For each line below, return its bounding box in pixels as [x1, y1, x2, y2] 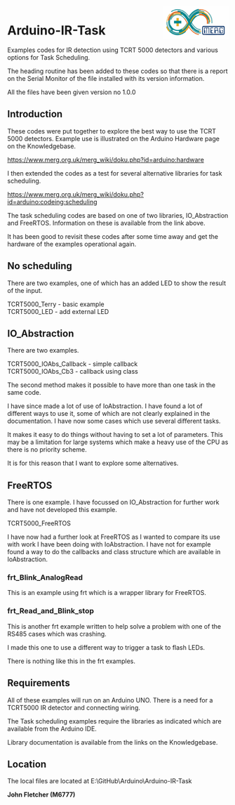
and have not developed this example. [7, 506, 118, 514]
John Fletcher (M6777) [7, 790, 76, 799]
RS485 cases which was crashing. [7, 629, 107, 638]
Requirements [7, 677, 70, 689]
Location [7, 758, 47, 770]
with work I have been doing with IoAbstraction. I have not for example [7, 540, 211, 549]
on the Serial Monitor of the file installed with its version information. [7, 74, 205, 82]
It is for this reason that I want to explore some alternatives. [7, 459, 179, 468]
